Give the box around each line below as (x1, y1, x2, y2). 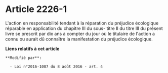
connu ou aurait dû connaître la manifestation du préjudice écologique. (5, 36, 153, 42)
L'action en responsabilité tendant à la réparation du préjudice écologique (5, 20, 159, 26)
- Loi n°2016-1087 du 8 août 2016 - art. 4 (10, 64, 103, 69)
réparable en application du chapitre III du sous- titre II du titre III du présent (5, 25, 163, 31)
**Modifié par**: (5, 55, 42, 60)
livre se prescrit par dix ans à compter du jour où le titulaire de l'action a (5, 30, 155, 36)
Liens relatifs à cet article (5, 45, 60, 51)
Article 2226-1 (5, 3, 67, 15)
